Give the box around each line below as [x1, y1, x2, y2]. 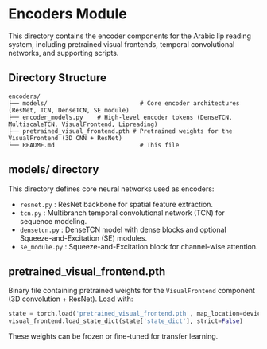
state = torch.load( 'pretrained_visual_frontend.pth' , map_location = [8, 310, 244, 318]
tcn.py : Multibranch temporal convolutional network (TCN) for [19, 208, 225, 218]
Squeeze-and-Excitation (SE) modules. [19, 233, 148, 243]
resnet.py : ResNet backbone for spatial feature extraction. [19, 199, 213, 209]
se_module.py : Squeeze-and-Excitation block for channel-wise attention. [19, 241, 258, 251]
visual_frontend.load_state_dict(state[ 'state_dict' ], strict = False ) [8, 317, 244, 325]
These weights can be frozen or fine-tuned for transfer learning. [8, 331, 219, 341]
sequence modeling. [19, 216, 87, 225]
